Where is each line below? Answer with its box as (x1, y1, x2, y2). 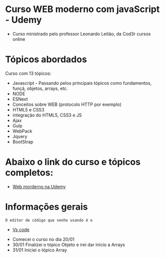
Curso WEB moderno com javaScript (5, 4, 160, 15)
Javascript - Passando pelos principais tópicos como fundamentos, (12, 80, 152, 86)
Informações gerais (5, 201, 88, 212)
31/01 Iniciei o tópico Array (12, 247, 67, 253)
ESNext (12, 96, 28, 102)
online (12, 36, 25, 42)
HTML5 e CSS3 (12, 106, 44, 112)
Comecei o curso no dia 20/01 (12, 236, 75, 242)
